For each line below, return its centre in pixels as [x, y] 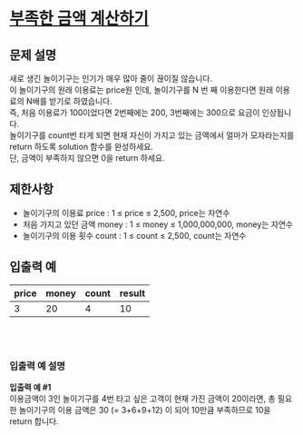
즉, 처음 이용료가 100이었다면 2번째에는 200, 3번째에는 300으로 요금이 [135, 113]
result [132, 293]
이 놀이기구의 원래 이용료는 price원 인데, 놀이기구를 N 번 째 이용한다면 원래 [142, 90]
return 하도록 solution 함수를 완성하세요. [82, 147]
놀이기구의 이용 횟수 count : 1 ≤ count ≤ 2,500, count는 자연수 [134, 235]
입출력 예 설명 [38, 366]
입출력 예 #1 [30, 387]
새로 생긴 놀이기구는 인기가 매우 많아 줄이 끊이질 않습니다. [111, 79]
